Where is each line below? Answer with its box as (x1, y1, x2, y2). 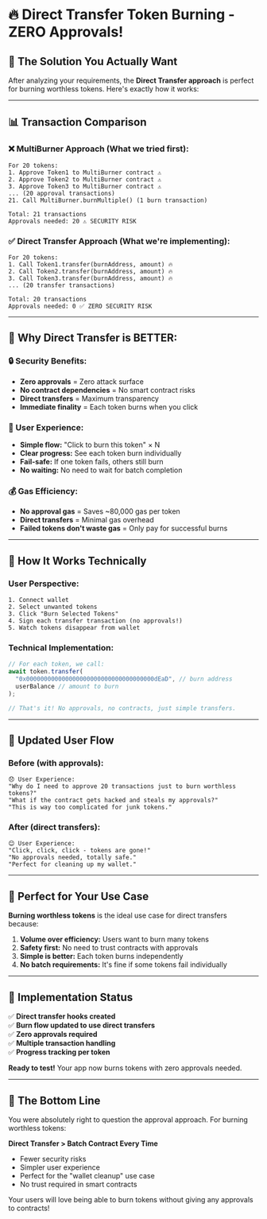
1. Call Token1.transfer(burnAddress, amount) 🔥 (8, 260, 173, 268)
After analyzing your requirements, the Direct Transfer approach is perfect (8, 76, 254, 85)
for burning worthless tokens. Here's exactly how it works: (8, 84, 199, 93)
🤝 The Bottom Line (8, 1093, 101, 1107)
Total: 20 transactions (8, 295, 87, 303)
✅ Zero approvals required (8, 1030, 98, 1039)
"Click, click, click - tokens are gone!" (8, 847, 151, 855)
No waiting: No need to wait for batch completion (19, 465, 183, 475)
